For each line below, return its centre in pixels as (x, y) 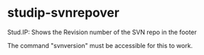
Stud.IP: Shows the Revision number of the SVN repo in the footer (102, 32)
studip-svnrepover (63, 13)
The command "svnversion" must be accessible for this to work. (100, 45)
